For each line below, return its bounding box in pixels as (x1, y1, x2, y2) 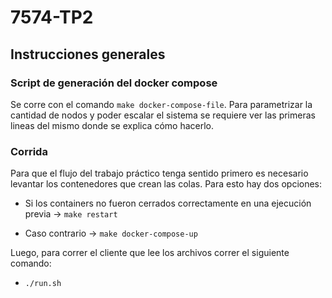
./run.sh (24, 279, 62, 289)
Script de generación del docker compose (10, 76, 218, 90)
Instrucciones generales (10, 46, 166, 63)
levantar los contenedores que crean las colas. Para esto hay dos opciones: (10, 178, 323, 190)
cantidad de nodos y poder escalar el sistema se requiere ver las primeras (10, 109, 316, 121)
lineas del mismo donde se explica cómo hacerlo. (10, 119, 215, 131)
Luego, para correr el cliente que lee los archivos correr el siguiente (10, 247, 290, 259)
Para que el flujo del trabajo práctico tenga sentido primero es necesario (10, 167, 309, 180)
